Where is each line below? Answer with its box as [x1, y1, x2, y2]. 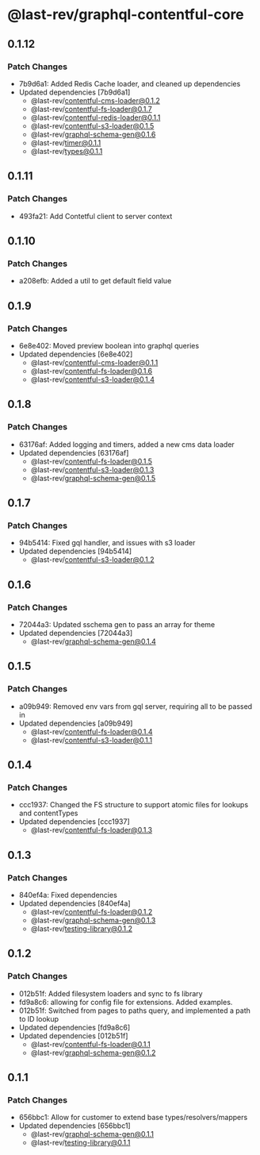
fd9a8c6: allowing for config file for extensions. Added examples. [18, 997, 233, 1007]
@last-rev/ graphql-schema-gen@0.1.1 [30, 1130, 154, 1139]
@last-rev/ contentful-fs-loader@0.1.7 [30, 104, 152, 114]
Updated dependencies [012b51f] [18, 1030, 128, 1041]
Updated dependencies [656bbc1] [18, 1121, 132, 1130]
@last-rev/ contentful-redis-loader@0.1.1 [30, 113, 161, 122]
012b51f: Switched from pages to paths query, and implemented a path [18, 1006, 250, 1015]
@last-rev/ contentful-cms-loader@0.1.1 [30, 357, 159, 367]
